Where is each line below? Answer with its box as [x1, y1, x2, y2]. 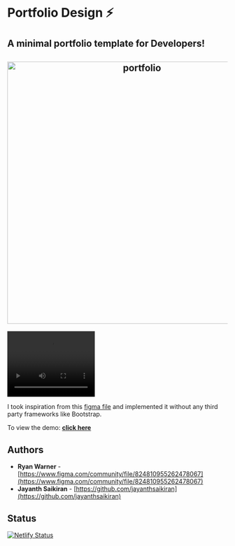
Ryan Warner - [17, 462, 62, 471]
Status [7, 512, 37, 524]
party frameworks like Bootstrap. [7, 410, 102, 419]
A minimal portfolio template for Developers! [7, 37, 205, 49]
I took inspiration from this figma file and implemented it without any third [7, 403, 218, 411]
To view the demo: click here [7, 424, 92, 432]
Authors [7, 444, 44, 456]
